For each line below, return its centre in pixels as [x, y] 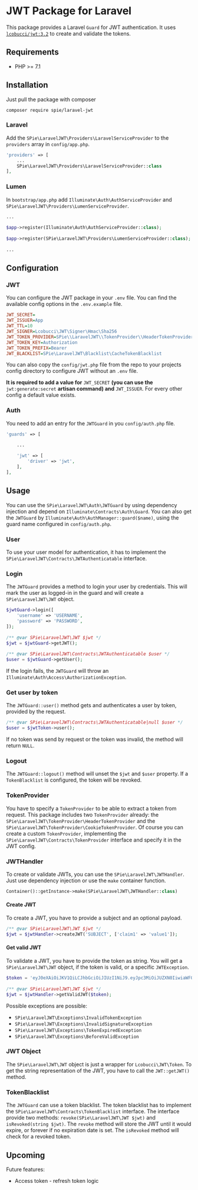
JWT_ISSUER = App [25, 321]
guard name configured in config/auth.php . [59, 524]
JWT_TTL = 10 [19, 326]
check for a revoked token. [39, 1137]
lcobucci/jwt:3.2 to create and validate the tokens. [69, 33]
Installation [27, 85]
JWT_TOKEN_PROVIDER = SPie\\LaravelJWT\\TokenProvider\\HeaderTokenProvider [100, 337]
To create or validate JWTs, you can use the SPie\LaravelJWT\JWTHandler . [95, 874]
